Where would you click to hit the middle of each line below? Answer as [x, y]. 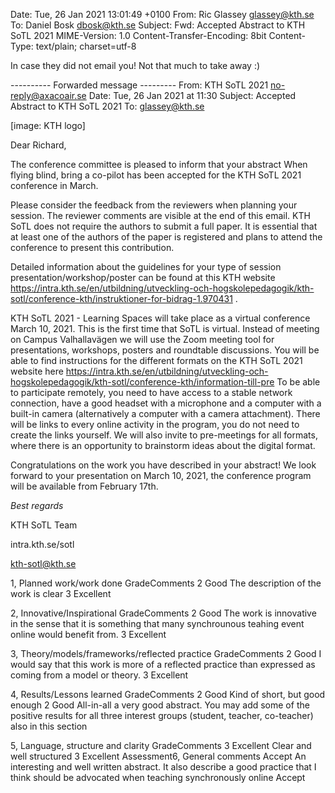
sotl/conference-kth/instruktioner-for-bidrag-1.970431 [121, 298]
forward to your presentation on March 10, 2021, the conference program [161, 475]
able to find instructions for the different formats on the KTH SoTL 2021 [156, 360]
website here [37, 371]
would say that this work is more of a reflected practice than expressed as [163, 664]
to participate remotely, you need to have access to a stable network [151, 392]
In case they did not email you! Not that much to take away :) [135, 65]
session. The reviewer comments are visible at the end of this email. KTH [160, 215]
